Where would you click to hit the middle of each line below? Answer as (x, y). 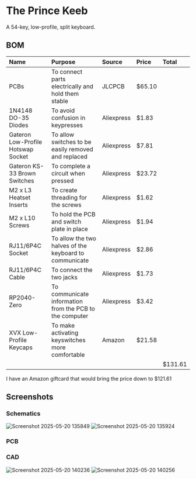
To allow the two (74, 238)
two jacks (64, 277)
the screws (66, 205)
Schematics (23, 413)
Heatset (20, 197)
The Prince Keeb (47, 11)
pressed (63, 181)
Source (112, 61)
